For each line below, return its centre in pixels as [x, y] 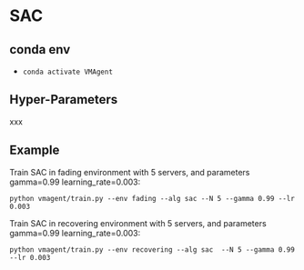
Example [35, 150]
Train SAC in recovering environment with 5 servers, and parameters [138, 223]
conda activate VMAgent [68, 72]
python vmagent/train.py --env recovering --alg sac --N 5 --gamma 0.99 [152, 250]
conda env [40, 50]
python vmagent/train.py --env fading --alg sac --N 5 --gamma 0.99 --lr [152, 198]
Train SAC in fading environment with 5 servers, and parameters [130, 172]
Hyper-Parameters [64, 100]
